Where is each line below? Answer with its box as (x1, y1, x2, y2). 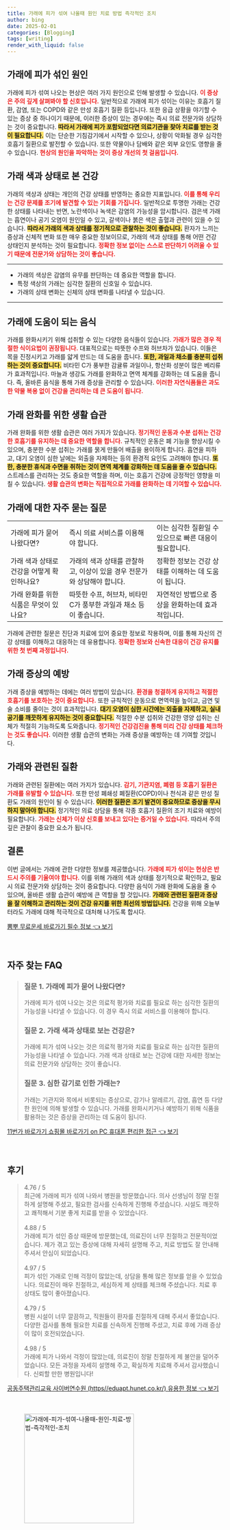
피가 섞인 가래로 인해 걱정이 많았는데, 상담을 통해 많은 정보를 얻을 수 (23, 1272, 205, 1280)
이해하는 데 (170, 566, 205, 576)
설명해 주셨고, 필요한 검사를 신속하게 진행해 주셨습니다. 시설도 (36, 1200, 201, 1208)
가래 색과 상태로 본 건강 (7, 171, 99, 182)
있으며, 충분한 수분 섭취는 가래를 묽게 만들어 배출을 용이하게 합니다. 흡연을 (7, 446, 204, 454)
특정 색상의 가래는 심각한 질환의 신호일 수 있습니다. (16, 279, 153, 288)
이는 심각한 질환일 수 (156, 523, 219, 533)
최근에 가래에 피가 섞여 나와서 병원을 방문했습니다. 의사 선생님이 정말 (23, 1191, 207, 1199)
